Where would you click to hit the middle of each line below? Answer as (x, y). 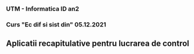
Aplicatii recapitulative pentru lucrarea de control (98, 44)
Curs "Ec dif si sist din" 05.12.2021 (56, 24)
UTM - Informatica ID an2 (43, 9)
